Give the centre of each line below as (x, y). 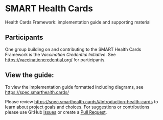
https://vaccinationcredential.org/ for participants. (56, 60)
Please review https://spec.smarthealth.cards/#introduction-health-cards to (81, 101)
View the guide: (30, 75)
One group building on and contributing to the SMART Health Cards (73, 49)
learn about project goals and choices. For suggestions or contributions (77, 107)
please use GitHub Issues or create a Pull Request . (56, 112)
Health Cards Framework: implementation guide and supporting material (78, 22)
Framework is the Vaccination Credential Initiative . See (60, 54)
